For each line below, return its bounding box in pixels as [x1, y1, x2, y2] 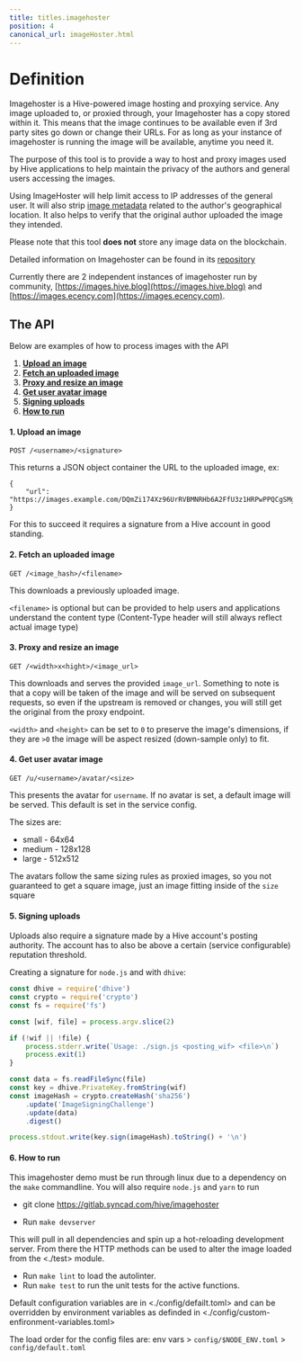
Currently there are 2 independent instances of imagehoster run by [9, 272, 258, 282]
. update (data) [25, 1108, 78, 1117]
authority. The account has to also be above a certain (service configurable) [9, 940, 291, 951]
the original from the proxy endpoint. [9, 706, 146, 717]
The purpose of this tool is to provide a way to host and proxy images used [9, 154, 287, 165]
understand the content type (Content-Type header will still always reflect [9, 612, 283, 622]
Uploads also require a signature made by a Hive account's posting [9, 930, 258, 941]
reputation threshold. [9, 950, 87, 961]
